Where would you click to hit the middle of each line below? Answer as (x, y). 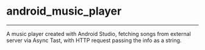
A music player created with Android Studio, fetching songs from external (99, 34)
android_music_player (64, 11)
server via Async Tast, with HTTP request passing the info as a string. (94, 40)
